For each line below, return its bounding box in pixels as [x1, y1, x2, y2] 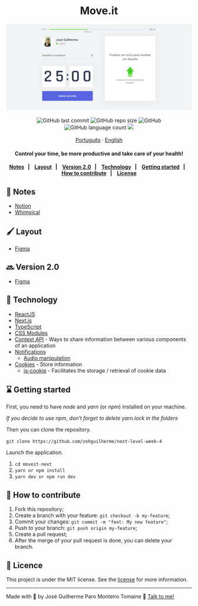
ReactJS [14, 311, 35, 318]
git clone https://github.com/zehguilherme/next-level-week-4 [6, 439, 162, 444]
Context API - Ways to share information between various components [14, 335, 187, 342]
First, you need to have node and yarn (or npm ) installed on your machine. [6, 403, 187, 410]
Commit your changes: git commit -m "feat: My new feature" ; [14, 518, 168, 525]
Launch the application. [6, 449, 63, 456]
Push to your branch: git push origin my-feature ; [14, 525, 137, 532]
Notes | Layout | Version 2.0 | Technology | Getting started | [9, 163, 186, 170]
